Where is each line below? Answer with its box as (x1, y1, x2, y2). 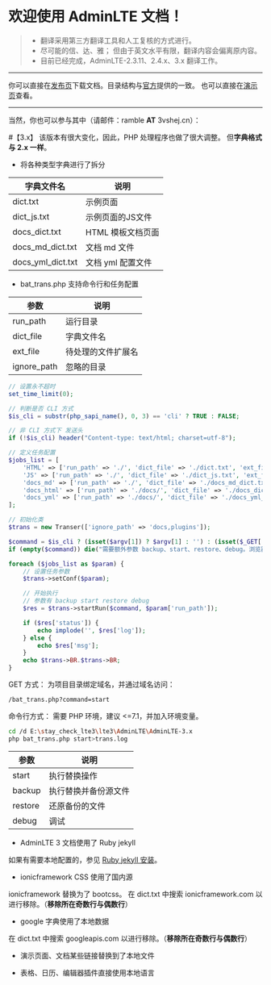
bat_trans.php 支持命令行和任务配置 (19, 279, 140, 289)
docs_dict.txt (12, 226, 62, 237)
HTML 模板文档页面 (85, 227, 160, 238)
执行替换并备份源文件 (48, 785, 131, 796)
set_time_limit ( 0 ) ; (8, 390, 74, 398)
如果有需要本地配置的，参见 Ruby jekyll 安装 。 (8, 854, 162, 864)
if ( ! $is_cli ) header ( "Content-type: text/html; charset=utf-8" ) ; (8, 434, 236, 442)
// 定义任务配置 (8, 449, 56, 457)
